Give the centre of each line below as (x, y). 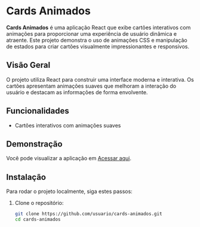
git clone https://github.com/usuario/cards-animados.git (88, 214)
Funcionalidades (38, 111)
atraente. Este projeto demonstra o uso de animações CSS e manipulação (97, 40)
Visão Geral (28, 65)
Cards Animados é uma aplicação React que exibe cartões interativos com (99, 27)
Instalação (26, 177)
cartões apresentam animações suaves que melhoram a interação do (91, 86)
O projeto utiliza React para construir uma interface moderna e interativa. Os (100, 79)
